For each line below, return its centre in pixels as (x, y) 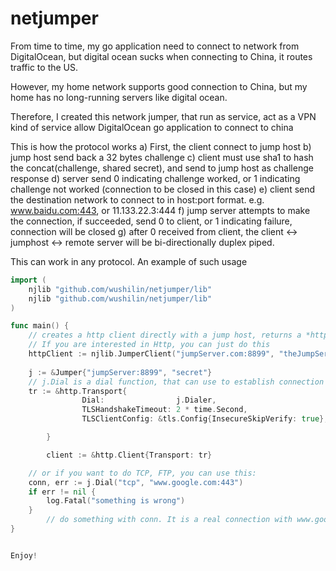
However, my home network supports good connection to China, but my (159, 86)
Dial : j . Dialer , (149, 400)
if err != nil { (62, 492)
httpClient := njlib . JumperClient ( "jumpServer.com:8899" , (151, 354)
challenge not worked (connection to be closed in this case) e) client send (163, 189)
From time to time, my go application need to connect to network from (155, 46)
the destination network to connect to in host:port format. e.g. (137, 199)
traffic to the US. (44, 67)
